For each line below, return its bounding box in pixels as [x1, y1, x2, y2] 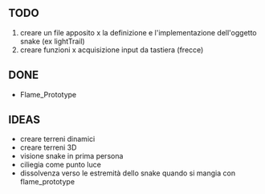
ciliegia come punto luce [19, 160, 102, 170]
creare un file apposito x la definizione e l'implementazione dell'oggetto [19, 27, 257, 37]
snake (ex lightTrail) [19, 36, 86, 46]
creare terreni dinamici [19, 134, 96, 144]
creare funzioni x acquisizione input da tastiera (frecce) [19, 44, 204, 55]
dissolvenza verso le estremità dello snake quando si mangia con [19, 168, 235, 178]
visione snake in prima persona [19, 151, 124, 161]
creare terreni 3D [19, 142, 77, 152]
